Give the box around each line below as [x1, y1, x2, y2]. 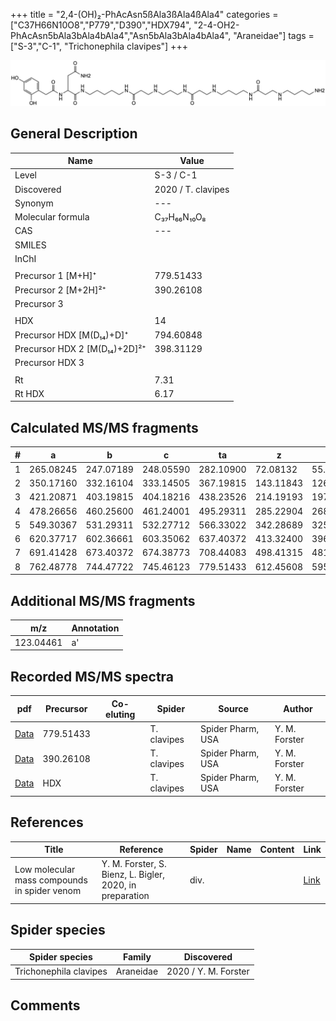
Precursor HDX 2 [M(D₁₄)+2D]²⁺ [14, 342, 147, 354]
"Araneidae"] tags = [233, 30, 315, 41]
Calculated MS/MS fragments [10, 419, 199, 436]
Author [283, 703, 313, 715]
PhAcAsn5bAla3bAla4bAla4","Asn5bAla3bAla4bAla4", [10, 30, 232, 41]
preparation [101, 890, 150, 902]
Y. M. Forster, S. [101, 858, 167, 870]
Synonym [14, 197, 54, 209]
